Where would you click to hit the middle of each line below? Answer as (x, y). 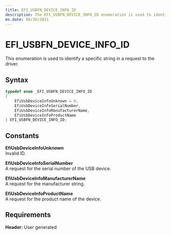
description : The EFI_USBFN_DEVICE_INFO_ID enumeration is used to (78, 15)
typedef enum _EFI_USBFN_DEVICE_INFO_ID (49, 92)
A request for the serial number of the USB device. (58, 169)
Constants (22, 136)
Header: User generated (31, 227)
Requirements (28, 215)
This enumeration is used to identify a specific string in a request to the (80, 58)
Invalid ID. (16, 153)
